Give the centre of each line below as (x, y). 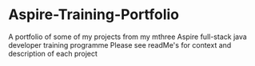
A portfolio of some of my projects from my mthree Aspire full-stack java (128, 37)
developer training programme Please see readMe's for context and (120, 45)
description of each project (53, 53)
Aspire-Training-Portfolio (94, 15)
